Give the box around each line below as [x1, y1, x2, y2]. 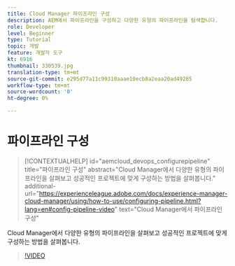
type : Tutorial [7, 36, 52, 43]
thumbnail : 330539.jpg [7, 62, 73, 69]
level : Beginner [7, 29, 55, 37]
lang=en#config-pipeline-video [24, 204, 115, 213]
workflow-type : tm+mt [7, 82, 71, 89]
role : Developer [7, 23, 55, 30]
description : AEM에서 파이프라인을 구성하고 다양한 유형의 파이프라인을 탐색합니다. [7, 17, 218, 24]
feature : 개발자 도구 [7, 50, 63, 57]
